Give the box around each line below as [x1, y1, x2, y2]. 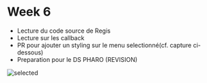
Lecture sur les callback [16, 33, 85, 41]
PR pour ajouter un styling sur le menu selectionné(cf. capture [16, 41, 192, 49]
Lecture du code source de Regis [16, 27, 111, 35]
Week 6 [7, 4, 51, 20]
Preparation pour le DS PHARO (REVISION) [16, 55, 138, 63]
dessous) [16, 48, 44, 56]
